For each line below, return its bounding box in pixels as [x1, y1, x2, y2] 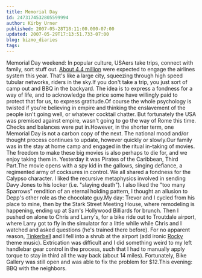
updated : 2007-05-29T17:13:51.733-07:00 [6, 31, 110, 37]
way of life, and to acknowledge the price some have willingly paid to [6, 91, 178, 99]
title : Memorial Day [6, 8, 58, 15]
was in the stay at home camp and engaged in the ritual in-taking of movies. [6, 143, 195, 150]
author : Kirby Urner [6, 20, 58, 26]
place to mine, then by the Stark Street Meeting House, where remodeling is [6, 200, 195, 207]
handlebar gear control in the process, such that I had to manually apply [6, 245, 185, 253]
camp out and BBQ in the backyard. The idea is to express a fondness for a [6, 85, 193, 92]
